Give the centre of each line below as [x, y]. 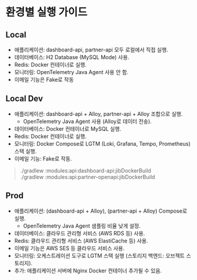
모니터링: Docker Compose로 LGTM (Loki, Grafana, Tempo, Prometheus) [102, 143]
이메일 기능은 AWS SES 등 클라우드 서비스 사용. [69, 248]
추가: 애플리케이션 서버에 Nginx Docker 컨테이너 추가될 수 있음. [88, 270]
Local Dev [24, 99]
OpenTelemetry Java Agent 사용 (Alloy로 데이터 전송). [87, 121]
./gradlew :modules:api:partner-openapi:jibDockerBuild [87, 177]
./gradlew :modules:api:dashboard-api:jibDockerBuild [85, 170]
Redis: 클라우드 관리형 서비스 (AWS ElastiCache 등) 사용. [81, 241]
